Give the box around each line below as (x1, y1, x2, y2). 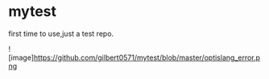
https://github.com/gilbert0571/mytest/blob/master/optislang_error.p (33, 53, 260, 62)
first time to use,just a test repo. (8, 29, 114, 38)
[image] (8, 53, 35, 62)
